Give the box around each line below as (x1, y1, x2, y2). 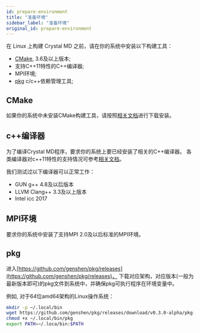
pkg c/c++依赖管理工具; (14, 78, 74, 85)
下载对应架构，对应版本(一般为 (118, 272, 194, 279)
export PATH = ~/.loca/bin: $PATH (6, 321, 84, 327)
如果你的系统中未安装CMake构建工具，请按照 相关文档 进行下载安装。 (6, 112, 175, 119)
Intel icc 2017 (14, 195, 48, 202)
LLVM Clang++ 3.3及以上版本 (14, 188, 87, 195)
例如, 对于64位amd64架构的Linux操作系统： (6, 292, 114, 300)
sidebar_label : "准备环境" (6, 20, 70, 26)
